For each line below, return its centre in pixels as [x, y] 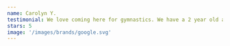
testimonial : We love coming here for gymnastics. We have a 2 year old [113, 20]
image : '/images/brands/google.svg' [59, 32]
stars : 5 [20, 26]
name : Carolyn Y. [32, 13]
